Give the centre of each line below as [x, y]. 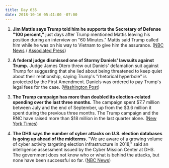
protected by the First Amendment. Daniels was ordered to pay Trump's [87, 82]
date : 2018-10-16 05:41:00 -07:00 [41, 15]
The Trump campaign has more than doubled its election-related [81, 97]
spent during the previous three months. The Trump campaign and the [85, 113]
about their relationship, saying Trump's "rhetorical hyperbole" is [79, 76]
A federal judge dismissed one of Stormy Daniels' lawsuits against [83, 60]
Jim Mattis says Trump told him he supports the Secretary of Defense [87, 29]
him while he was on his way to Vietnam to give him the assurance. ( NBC [88, 45]
